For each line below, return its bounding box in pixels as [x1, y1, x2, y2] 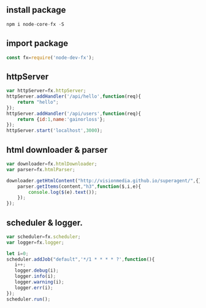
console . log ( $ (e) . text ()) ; [28, 189, 97, 195]
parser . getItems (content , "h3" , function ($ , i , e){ [17, 183, 141, 190]
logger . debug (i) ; [14, 268, 59, 274]
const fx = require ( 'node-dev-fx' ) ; [6, 55, 95, 61]
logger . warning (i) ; [14, 279, 64, 285]
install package [6, 5, 66, 15]
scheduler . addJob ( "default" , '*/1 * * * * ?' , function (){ [6, 256, 155, 263]
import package [6, 38, 69, 48]
